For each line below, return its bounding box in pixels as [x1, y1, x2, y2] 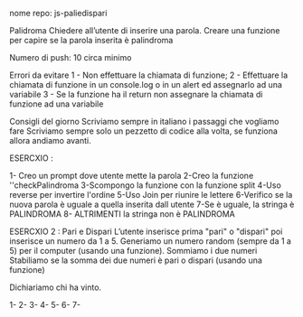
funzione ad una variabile [9, 98, 104, 109]
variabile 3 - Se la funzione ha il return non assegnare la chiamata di [9, 89, 263, 99]
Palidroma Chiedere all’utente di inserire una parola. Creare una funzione [9, 25, 280, 35]
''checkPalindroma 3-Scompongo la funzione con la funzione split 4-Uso [9, 180, 282, 191]
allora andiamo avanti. [9, 135, 92, 145]
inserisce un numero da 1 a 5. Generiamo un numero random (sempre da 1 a [9, 236, 292, 247]
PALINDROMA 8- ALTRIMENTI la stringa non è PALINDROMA [9, 209, 235, 219]
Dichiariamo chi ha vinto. [9, 282, 102, 293]
